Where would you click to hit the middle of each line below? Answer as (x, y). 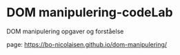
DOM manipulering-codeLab (90, 13)
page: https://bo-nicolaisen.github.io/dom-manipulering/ (87, 44)
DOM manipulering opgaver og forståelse (65, 31)
